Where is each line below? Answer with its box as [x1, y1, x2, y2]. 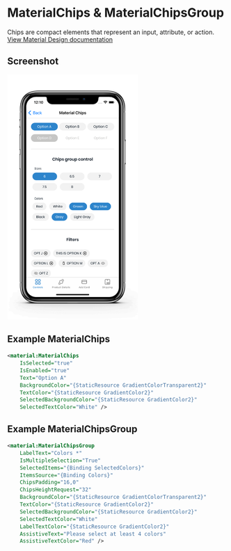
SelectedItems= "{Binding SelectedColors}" [19, 464, 145, 471]
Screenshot [7, 56, 59, 67]
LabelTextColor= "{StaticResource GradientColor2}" [19, 523, 170, 530]
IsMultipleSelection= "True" [19, 457, 101, 464]
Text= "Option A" [19, 374, 67, 381]
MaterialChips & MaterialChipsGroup [7, 5, 225, 21]
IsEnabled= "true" [19, 367, 70, 374]
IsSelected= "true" [19, 360, 73, 367]
